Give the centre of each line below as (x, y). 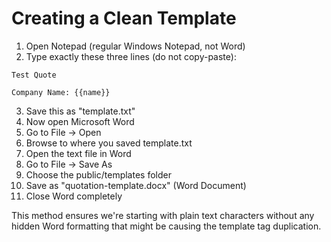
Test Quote (34, 75)
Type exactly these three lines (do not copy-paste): (131, 56)
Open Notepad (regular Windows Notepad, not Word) (135, 46)
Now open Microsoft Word (80, 121)
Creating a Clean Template (124, 18)
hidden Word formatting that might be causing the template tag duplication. (166, 226)
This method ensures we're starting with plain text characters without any (163, 215)
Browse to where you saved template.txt (109, 143)
